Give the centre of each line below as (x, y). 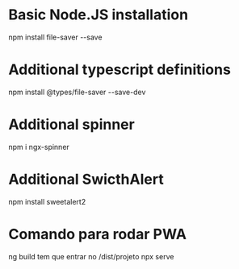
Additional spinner (71, 124)
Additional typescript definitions (120, 70)
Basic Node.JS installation (98, 15)
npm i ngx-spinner (39, 147)
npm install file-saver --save (55, 37)
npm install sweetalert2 (47, 201)
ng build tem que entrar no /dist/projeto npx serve (91, 256)
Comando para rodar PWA (98, 234)
